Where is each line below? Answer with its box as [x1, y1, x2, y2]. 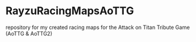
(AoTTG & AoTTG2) [5, 30, 53, 37]
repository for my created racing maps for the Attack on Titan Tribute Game [5, 24, 190, 31]
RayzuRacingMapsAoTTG [5, 4, 134, 18]
